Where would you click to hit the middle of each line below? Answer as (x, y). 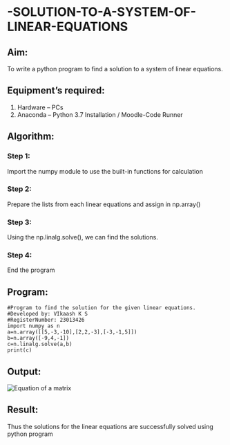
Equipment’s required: (56, 91)
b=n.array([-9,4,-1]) (38, 338)
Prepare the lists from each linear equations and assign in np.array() (104, 204)
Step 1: (19, 156)
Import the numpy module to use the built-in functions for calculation (105, 171)
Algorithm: (31, 137)
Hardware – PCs (40, 107)
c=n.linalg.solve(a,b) (40, 344)
